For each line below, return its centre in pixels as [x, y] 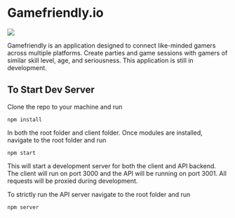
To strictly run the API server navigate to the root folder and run [99, 194]
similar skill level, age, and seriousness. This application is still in [101, 60]
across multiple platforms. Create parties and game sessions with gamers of [117, 53]
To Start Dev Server [51, 90]
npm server [23, 207]
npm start [22, 153]
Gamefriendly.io [55, 13]
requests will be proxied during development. [73, 181]
